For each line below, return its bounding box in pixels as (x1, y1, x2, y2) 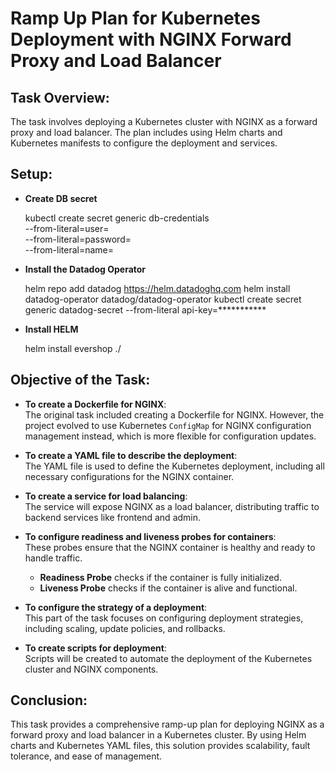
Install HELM (24, 323, 79, 335)
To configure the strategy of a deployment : (24, 601, 208, 613)
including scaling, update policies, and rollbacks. (24, 622, 226, 634)
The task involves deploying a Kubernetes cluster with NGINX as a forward (10, 116, 318, 127)
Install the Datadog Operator (24, 263, 147, 275)
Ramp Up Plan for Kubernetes (10, 7, 261, 30)
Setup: (10, 166, 53, 183)
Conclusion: (10, 692, 88, 709)
